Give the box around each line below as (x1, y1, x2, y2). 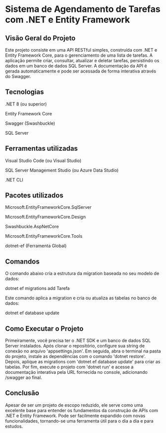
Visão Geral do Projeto (5, 34, 76, 42)
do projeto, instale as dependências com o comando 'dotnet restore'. (5, 353, 146, 359)
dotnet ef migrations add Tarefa (5, 285, 70, 291)
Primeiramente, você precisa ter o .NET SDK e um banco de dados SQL (5, 338, 151, 344)
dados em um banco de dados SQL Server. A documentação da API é (5, 63, 147, 69)
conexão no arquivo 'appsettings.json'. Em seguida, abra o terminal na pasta (5, 348, 161, 354)
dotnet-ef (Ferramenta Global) (5, 243, 67, 249)
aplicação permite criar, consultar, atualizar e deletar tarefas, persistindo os (5, 58, 160, 63)
